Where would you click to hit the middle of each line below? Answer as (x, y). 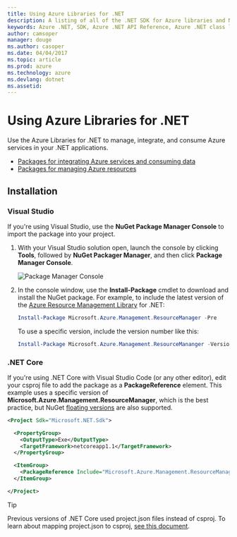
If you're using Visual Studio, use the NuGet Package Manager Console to (116, 226)
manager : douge (30, 40)
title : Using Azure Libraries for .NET (66, 14)
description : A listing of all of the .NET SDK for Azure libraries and (116, 20)
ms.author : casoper (36, 47)
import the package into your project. (61, 234)
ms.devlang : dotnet (36, 79)
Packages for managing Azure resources (77, 169)
